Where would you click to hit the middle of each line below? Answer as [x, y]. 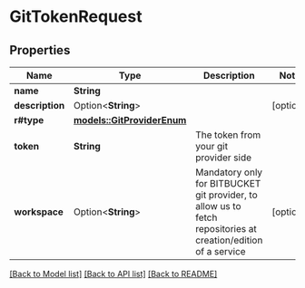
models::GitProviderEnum [130, 120]
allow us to [218, 206]
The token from [228, 135]
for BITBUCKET [228, 183]
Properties [40, 50]
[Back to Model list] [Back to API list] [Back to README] [113, 274]
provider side [223, 158]
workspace [39, 212]
